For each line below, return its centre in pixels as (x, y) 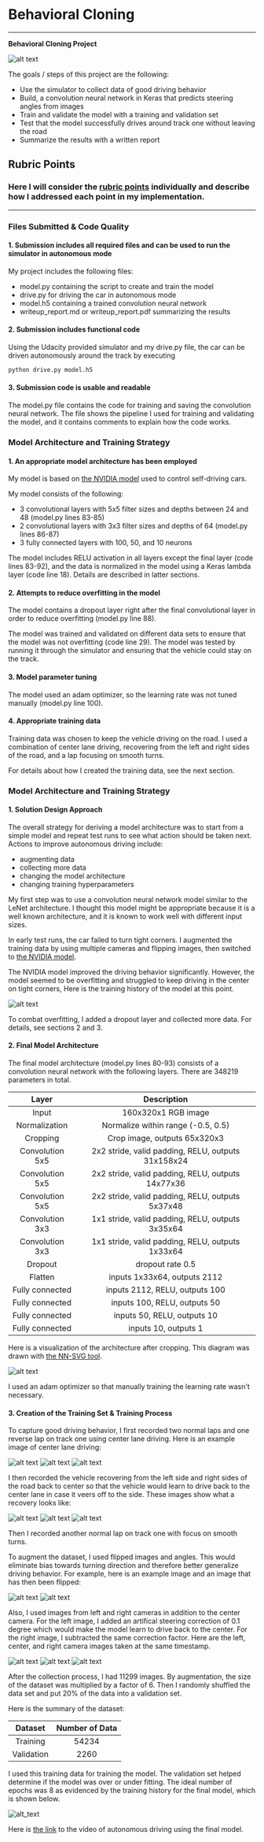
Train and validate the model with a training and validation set (119, 114)
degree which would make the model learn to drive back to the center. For (128, 1629)
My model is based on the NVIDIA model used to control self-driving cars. (128, 479)
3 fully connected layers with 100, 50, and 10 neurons (106, 543)
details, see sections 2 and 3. (56, 1027)
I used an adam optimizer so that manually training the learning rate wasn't (129, 1387)
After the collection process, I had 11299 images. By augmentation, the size (130, 1677)
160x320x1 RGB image (165, 1112)
